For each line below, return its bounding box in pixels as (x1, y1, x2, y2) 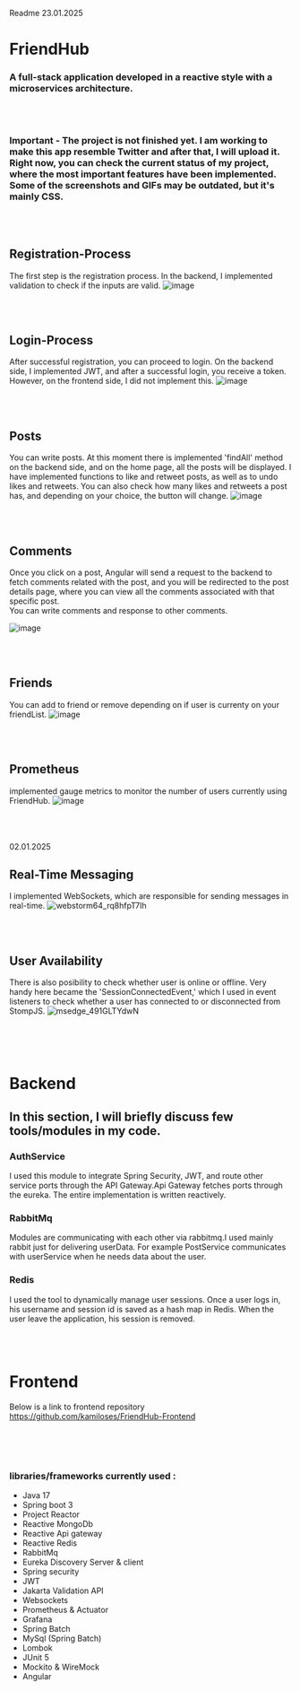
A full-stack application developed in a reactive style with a (9, 71, 273, 83)
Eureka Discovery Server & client (21, 1556, 144, 1567)
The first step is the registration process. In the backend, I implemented (9, 270, 273, 281)
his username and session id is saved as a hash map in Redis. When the (9, 1303, 275, 1314)
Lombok (21, 1642, 54, 1653)
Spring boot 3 (21, 1499, 73, 1510)
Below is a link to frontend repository (9, 1401, 145, 1412)
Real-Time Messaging (9, 867, 134, 883)
